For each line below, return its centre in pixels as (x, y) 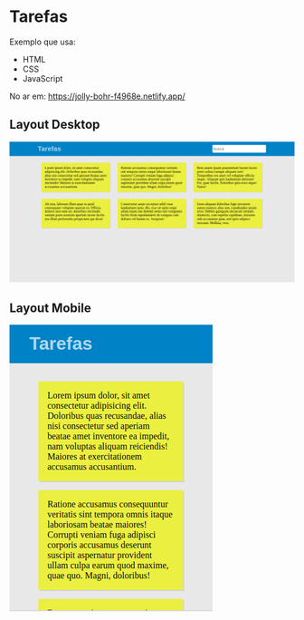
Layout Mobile (51, 308)
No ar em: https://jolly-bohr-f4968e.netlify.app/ (97, 96)
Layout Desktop (55, 125)
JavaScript (43, 78)
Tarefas (38, 17)
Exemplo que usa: (43, 42)
